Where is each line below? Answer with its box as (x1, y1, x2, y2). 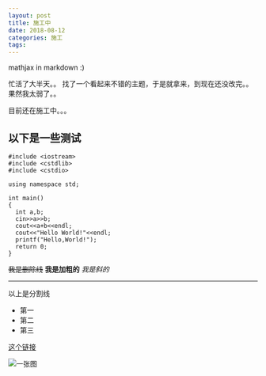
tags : (8, 41, 26, 49)
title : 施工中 (8, 19, 51, 27)
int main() (8, 194, 44, 202)
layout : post (8, 11, 51, 20)
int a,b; (15, 207, 44, 216)
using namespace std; (8, 180, 80, 188)
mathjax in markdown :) (8, 63, 85, 72)
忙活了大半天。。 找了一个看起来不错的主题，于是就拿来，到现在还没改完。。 (8, 79, 253, 89)
